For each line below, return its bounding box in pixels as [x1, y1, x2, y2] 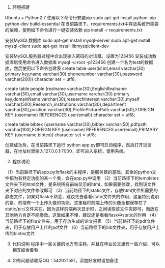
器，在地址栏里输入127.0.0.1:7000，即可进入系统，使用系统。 [5, 148, 128, 154]
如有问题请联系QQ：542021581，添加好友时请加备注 [12, 258, 119, 263]
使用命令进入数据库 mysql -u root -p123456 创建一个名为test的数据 [18, 60, 154, 65]
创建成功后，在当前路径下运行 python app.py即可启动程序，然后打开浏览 [5, 142, 152, 148]
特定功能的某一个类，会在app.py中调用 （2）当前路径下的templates [22, 175, 159, 181]
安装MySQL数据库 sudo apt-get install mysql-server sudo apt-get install [5, 37, 151, 43]
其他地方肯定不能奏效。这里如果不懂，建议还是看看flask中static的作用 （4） [5, 212, 159, 218]
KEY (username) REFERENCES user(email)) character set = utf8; [5, 112, 135, 118]
